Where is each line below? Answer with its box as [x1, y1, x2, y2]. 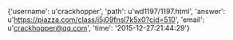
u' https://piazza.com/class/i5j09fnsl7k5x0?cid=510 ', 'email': [7, 15, 205, 24]
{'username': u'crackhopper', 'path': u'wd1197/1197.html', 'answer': [7, 7, 226, 16]
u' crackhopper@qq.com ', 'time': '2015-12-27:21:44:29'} [7, 24, 191, 32]
